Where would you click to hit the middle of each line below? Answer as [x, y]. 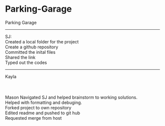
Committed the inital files [30, 52]
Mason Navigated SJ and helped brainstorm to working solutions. [71, 97]
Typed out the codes [26, 63]
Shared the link [20, 57]
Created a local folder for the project [42, 42]
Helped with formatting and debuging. [44, 102]
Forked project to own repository [38, 107]
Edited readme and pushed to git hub [42, 113]
